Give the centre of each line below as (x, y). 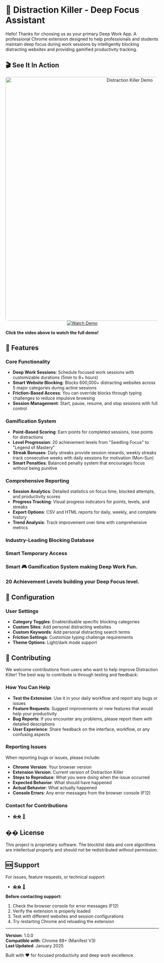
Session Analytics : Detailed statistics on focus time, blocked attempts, (84, 491)
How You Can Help (28, 688)
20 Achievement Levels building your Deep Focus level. (73, 581)
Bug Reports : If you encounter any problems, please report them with (82, 719)
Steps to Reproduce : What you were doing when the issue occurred (81, 777)
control (20, 408)
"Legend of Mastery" (34, 447)
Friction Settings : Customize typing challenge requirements (73, 637)
